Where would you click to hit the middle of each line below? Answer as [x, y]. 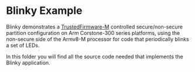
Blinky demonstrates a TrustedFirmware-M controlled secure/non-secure [95, 27]
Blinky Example [45, 11]
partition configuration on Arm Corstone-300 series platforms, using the [93, 33]
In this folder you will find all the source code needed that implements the [95, 56]
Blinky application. [28, 63]
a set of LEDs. [23, 45]
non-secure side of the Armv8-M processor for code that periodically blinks [97, 39]
